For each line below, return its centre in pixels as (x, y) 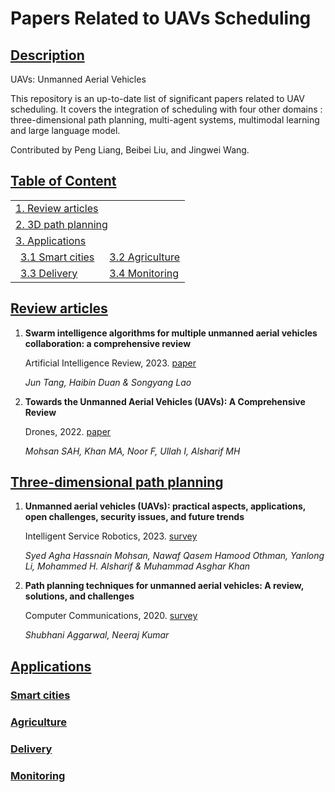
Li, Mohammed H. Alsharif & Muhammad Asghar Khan (137, 566)
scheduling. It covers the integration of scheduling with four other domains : (166, 109)
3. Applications (51, 240)
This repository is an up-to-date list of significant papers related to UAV (157, 98)
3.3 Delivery (49, 273)
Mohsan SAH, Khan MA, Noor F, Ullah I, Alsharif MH (132, 451)
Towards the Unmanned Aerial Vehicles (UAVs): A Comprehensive (165, 401)
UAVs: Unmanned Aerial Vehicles (78, 79)
